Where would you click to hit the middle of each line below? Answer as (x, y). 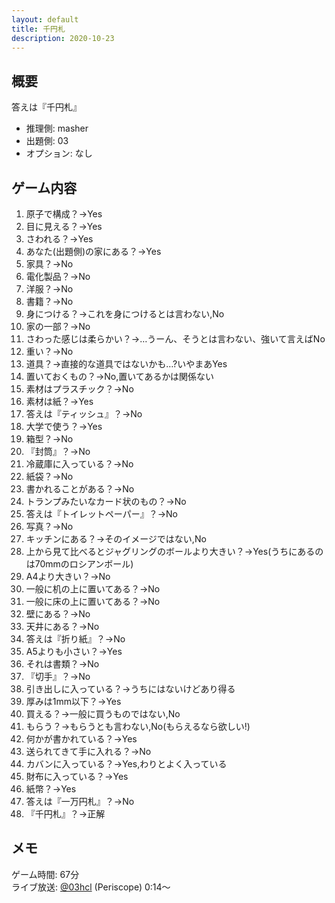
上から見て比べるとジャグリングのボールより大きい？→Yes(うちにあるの (174, 551)
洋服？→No (49, 289)
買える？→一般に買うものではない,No (103, 714)
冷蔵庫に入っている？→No (79, 464)
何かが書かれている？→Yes (81, 739)
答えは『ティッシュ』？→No (84, 414)
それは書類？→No (62, 664)
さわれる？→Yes (59, 239)
